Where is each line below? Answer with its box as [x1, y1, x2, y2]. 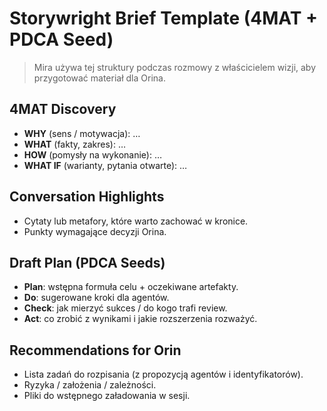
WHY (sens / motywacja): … [23, 127, 141, 139]
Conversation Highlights [9, 188, 165, 206]
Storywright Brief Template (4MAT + [9, 7, 319, 30]
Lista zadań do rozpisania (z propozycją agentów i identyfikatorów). [23, 368, 304, 381]
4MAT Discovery [9, 101, 117, 118]
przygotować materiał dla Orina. [33, 72, 166, 84]
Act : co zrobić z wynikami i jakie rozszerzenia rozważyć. [23, 313, 258, 325]
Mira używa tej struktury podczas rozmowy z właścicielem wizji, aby [33, 61, 317, 73]
